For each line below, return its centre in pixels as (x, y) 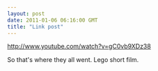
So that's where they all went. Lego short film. (73, 60)
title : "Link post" (35, 26)
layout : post (26, 14)
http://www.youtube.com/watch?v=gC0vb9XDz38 (79, 47)
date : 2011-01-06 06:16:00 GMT (53, 20)
